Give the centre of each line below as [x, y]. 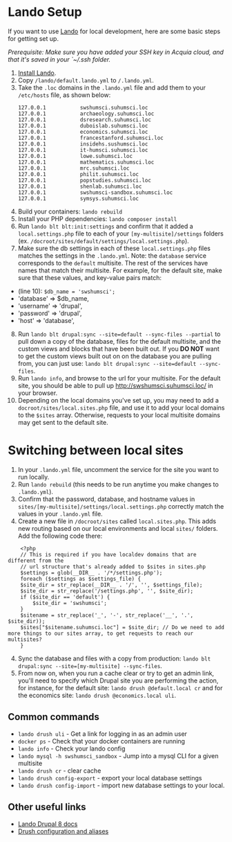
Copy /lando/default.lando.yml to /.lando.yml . [86, 80]
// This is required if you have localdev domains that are [108, 554]
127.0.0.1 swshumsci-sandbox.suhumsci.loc [95, 192]
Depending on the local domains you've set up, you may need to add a [118, 400]
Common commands [54, 717]
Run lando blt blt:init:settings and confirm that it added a [105, 226]
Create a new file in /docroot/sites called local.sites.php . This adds [117, 521]
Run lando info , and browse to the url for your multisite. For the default [119, 378]
